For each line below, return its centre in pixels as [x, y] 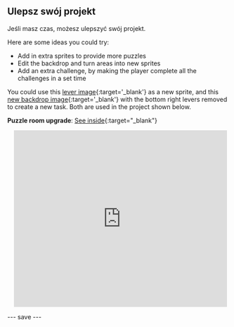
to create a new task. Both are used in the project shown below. [99, 107]
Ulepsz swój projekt [52, 12]
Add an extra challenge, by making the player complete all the [107, 70]
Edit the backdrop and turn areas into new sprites [89, 63]
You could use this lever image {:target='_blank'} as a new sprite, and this [113, 91]
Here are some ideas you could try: [58, 42]
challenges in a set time [52, 78]
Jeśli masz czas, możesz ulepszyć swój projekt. [77, 28]
